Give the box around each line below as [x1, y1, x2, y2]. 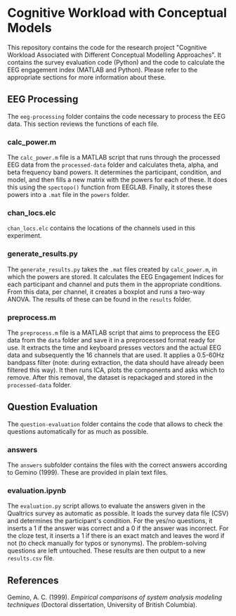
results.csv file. [7, 554, 55, 563]
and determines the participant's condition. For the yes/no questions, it [7, 517, 213, 525]
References [7, 575, 59, 586]
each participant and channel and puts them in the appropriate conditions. [7, 280, 222, 288]
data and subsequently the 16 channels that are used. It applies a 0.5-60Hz [7, 350, 225, 359]
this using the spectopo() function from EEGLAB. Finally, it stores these [7, 183, 213, 191]
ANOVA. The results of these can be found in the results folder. [7, 295, 192, 303]
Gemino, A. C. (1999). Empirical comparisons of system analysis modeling [7, 593, 223, 602]
